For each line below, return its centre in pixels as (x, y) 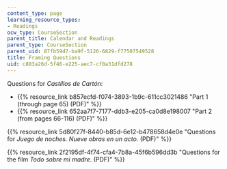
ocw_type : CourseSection (42, 32)
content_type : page (35, 13)
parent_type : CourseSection (47, 45)
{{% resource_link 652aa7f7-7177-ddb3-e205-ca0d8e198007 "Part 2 (114, 111)
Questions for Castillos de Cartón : (55, 83)
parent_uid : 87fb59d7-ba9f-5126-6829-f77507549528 (81, 52)
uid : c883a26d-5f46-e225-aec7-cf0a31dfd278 (70, 64)
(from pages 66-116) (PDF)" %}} (62, 118)
